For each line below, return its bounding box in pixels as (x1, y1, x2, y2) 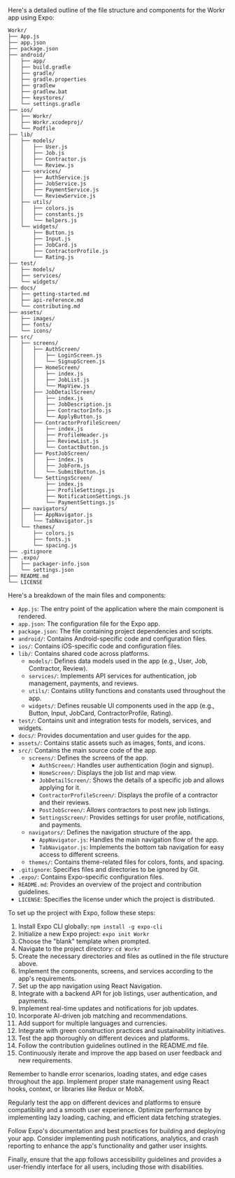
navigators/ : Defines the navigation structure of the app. (28, 828, 193, 836)
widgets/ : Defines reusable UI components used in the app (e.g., (28, 701, 215, 710)
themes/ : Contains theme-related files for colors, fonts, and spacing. (28, 858, 225, 866)
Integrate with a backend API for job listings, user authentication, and (17, 989, 218, 997)
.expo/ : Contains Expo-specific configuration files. (17, 872, 164, 881)
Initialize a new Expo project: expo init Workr (17, 930, 150, 938)
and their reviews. (38, 798, 91, 807)
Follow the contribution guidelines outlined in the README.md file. (17, 1041, 209, 1050)
